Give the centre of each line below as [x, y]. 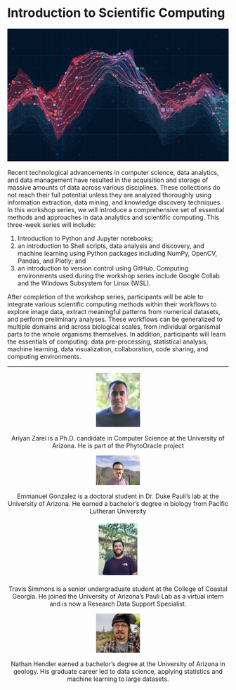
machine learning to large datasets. [118, 679]
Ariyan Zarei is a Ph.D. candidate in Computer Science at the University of [118, 438]
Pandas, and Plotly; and [52, 261]
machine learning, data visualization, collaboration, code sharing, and [108, 349]
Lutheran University [118, 511]
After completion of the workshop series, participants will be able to [105, 297]
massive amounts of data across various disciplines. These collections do [114, 188]
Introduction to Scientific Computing [116, 13]
